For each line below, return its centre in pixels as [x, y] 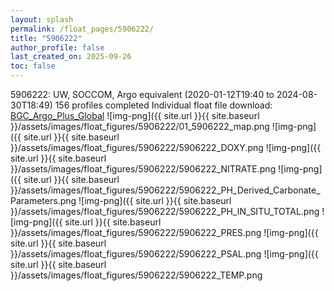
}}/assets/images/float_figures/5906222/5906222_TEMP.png [136, 275]
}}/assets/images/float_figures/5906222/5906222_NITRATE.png [143, 169]
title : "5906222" [46, 38]
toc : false [33, 66]
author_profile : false [57, 47]
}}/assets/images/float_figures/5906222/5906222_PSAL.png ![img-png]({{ [164, 254]
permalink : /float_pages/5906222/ [82, 29]
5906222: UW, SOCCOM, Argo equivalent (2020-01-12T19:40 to [142, 94]
